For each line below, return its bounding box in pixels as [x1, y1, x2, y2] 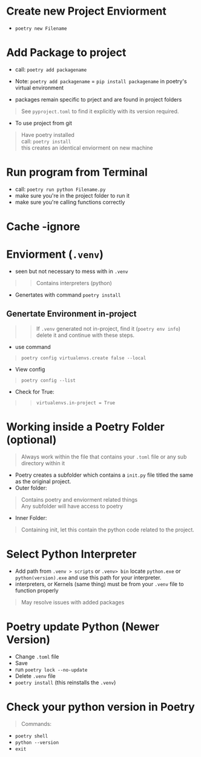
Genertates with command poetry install [15, 291, 121, 299]
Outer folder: [15, 484, 47, 491]
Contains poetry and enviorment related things [21, 496, 138, 503]
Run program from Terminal [6, 165, 148, 179]
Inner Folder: [15, 514, 47, 521]
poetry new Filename [15, 26, 67, 32]
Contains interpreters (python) [36, 279, 112, 286]
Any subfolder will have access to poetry [21, 502, 123, 510]
